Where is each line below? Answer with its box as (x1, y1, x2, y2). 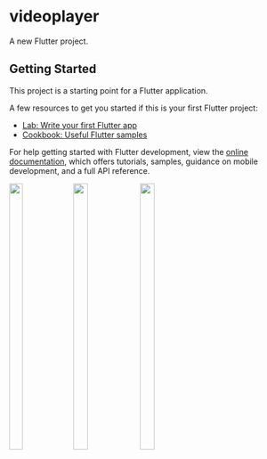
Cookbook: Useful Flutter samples (21, 129, 148, 140)
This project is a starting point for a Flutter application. (9, 85, 208, 95)
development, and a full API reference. (9, 165, 150, 176)
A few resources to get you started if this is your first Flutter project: (9, 102, 258, 113)
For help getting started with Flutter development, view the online (9, 146, 249, 157)
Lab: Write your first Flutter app (21, 119, 138, 130)
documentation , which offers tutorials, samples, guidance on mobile (9, 156, 258, 167)
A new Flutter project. (9, 36, 89, 46)
